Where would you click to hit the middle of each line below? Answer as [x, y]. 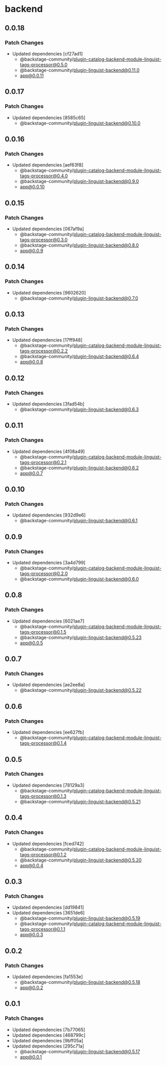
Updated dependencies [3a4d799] [49, 563]
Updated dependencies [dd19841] [48, 907]
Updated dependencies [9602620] [49, 292]
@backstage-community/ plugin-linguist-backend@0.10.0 [80, 123]
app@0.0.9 [32, 250]
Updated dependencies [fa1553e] [47, 977]
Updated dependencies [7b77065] [49, 1030]
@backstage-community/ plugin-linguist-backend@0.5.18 [80, 982]
